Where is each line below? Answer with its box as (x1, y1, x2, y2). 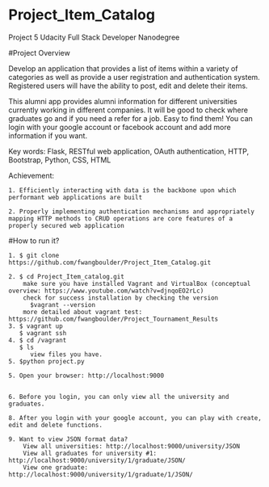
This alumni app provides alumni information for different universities (8, 96, 237, 106)
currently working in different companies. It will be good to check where (8, 105, 249, 115)
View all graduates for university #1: (23, 449, 158, 457)
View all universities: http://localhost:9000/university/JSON (23, 442, 241, 450)
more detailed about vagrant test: (23, 308, 143, 316)
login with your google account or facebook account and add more (8, 122, 232, 132)
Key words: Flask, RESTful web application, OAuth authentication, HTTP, (8, 146, 249, 156)
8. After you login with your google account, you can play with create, (8, 414, 263, 422)
